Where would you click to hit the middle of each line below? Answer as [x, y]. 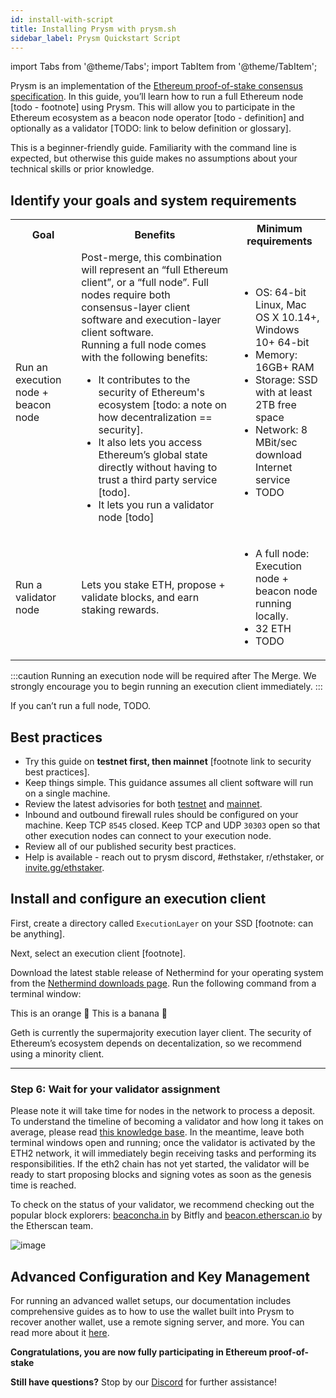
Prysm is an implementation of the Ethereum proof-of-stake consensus [156, 86]
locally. [271, 616]
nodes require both [126, 295]
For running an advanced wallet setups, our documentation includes [151, 1300]
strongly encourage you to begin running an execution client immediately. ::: [166, 687]
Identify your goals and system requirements [153, 200]
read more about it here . [60, 1332]
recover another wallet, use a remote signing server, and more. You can [157, 1322]
